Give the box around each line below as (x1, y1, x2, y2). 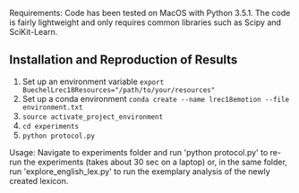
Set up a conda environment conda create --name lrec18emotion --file (21, 93, 289, 104)
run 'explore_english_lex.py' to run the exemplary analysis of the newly (9, 165, 270, 177)
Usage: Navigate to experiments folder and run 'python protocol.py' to (9, 147, 269, 157)
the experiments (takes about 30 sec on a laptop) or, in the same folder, (23, 156, 288, 167)
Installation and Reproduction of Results (9, 53, 238, 68)
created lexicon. (9, 175, 69, 186)
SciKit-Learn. (9, 27, 58, 37)
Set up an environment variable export (21, 76, 165, 87)
